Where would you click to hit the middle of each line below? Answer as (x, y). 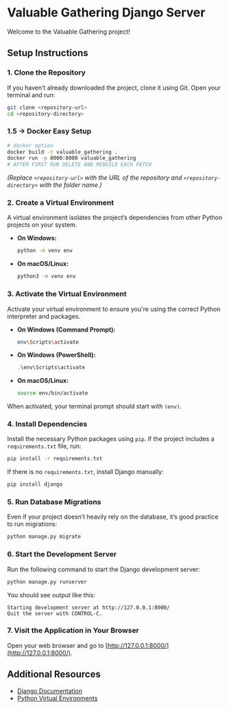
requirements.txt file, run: (44, 446)
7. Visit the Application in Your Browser (73, 630)
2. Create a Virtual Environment (61, 203)
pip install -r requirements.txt (55, 459)
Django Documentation (49, 691)
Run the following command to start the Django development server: (104, 569)
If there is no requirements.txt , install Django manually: (85, 472)
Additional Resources (54, 674)
